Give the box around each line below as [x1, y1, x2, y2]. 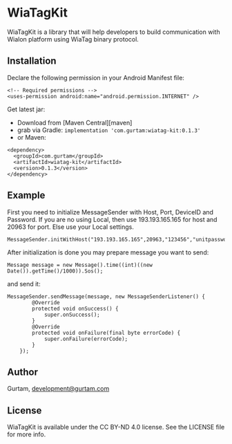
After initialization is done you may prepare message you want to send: [7, 248, 209, 257]
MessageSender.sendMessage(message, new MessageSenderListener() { [7, 293, 206, 300]
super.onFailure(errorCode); [43, 335, 128, 342]
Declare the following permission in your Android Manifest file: [7, 73, 185, 82]
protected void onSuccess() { [32, 305, 119, 312]
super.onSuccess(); [43, 311, 100, 318]
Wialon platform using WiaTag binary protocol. [7, 35, 139, 43]
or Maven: [17, 133, 46, 141]
